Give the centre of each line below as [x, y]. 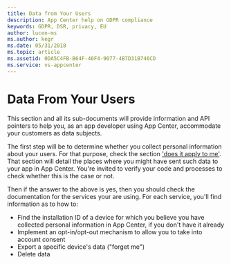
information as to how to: [43, 204]
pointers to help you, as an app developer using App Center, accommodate [114, 126]
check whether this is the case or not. [61, 176]
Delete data [34, 254]
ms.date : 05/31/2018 [37, 46]
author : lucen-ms [32, 33]
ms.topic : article [34, 53]
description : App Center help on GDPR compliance [80, 20]
